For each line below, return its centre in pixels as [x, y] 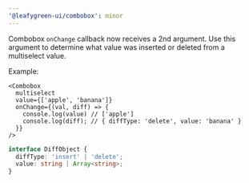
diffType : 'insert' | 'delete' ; [70, 157]
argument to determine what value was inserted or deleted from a [117, 47]
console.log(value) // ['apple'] [78, 114]
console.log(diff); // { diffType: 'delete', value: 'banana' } [132, 121]
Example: [24, 71]
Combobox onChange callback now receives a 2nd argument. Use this [122, 39]
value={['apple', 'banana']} [64, 100]
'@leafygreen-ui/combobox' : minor [66, 16]
